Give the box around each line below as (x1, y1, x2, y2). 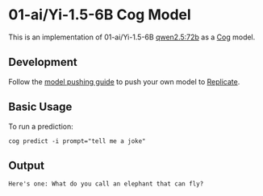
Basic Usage (8, 100, 73, 114)
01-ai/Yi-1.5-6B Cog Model (8, 6, 191, 24)
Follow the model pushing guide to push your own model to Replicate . (8, 76, 240, 86)
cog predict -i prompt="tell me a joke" (8, 137, 147, 145)
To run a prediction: (8, 121, 74, 131)
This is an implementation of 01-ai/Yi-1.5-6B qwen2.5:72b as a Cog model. (8, 32, 256, 42)
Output (8, 158, 44, 172)
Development (8, 55, 78, 69)
